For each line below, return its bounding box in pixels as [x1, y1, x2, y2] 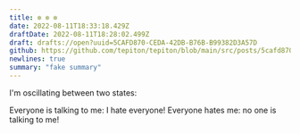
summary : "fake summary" [9, 63, 102, 72]
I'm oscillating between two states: [9, 87, 137, 98]
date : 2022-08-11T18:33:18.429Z [9, 21, 129, 30]
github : [9, 46, 38, 55]
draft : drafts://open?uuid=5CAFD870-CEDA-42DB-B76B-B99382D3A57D [9, 38, 257, 47]
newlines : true [9, 54, 66, 63]
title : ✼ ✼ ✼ [9, 13, 58, 22]
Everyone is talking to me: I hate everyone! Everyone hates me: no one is [9, 105, 277, 115]
